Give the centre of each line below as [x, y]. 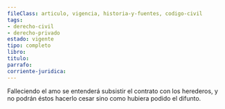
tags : [15, 20]
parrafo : [20, 65]
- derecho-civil [30, 26]
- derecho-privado [34, 33]
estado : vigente [30, 39]
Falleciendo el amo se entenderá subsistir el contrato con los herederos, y [112, 91]
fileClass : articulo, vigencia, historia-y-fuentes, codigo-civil [105, 13]
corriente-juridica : [37, 71]
